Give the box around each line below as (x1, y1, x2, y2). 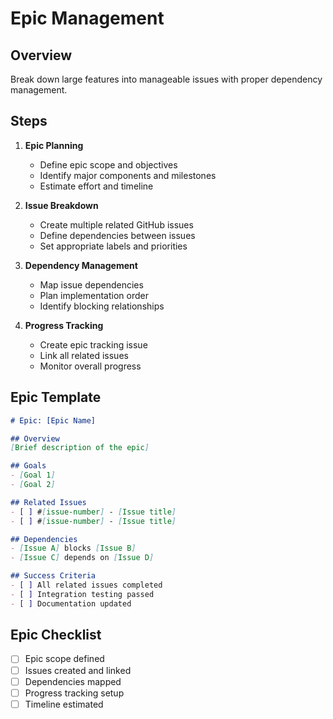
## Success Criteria (10, 571, 97, 581)
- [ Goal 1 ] (10, 470, 56, 481)
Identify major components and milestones (39, 169, 217, 181)
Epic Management (10, 7, 165, 30)
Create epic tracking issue (39, 338, 148, 351)
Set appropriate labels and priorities (39, 240, 188, 252)
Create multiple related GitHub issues (39, 218, 194, 231)
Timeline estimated (24, 698, 104, 710)
